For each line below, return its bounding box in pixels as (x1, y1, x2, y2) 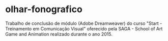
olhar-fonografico (5, 4, 82, 15)
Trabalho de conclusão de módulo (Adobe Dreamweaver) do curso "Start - (5, 20, 162, 26)
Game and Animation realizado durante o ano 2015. (5, 31, 113, 37)
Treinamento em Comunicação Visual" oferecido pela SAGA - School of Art (5, 25, 163, 31)
